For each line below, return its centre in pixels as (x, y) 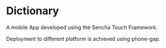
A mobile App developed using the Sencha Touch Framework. (82, 27)
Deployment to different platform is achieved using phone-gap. (83, 39)
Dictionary (33, 11)
